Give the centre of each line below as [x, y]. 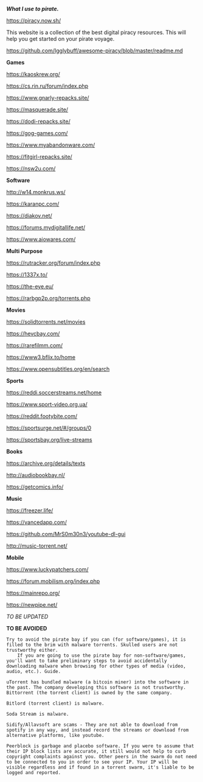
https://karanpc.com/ [33, 204]
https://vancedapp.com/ [36, 522]
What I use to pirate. [33, 9]
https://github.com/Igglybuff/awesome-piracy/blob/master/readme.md [95, 51]
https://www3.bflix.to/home [41, 357]
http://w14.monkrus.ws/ [36, 192]
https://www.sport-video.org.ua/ [47, 404]
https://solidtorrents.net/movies [46, 322]
